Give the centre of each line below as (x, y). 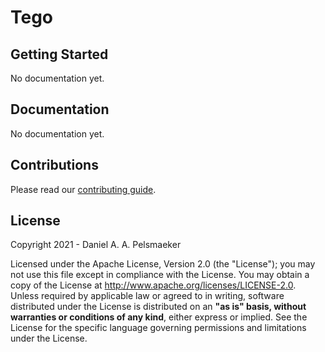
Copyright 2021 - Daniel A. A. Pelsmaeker (96, 245)
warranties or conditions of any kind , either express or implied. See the (159, 317)
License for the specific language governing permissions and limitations (158, 328)
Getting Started (59, 54)
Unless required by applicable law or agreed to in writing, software (147, 296)
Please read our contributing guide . (83, 189)
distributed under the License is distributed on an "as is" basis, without (158, 307)
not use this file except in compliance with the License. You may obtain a (160, 275)
